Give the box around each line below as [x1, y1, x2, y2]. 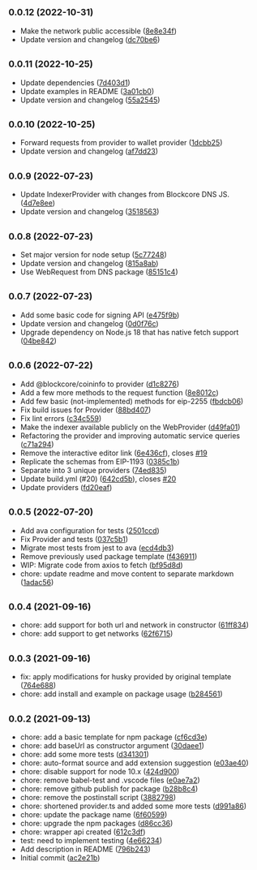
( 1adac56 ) [19, 577, 54, 587]
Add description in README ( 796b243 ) [19, 844, 152, 854]
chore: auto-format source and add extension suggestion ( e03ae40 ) [19, 758, 249, 768]
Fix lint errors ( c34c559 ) [19, 413, 102, 423]
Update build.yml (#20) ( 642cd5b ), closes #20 [19, 474, 177, 484]
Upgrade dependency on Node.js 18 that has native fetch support [19, 327, 239, 337]
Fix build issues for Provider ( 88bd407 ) [19, 405, 152, 415]
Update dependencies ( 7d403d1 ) [19, 77, 131, 88]
